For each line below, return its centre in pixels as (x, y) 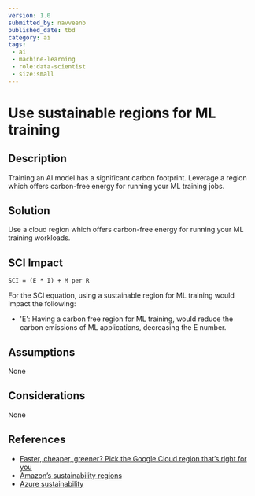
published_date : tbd (42, 30)
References (37, 440)
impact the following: (42, 304)
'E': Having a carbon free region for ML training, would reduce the (126, 319)
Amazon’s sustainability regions (71, 475)
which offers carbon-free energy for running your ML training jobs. (116, 186)
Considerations (47, 396)
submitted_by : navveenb (47, 23)
